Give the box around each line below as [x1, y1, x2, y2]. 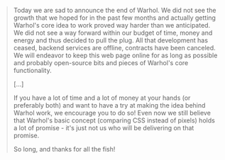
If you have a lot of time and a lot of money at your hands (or [13, 93, 191, 102]
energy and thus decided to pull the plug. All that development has [13, 36, 209, 45]
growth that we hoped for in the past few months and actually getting [13, 13, 216, 22]
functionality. [13, 67, 52, 74]
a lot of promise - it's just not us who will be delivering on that [13, 124, 194, 132]
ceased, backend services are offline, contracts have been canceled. [13, 44, 216, 52]
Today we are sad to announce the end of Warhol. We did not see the [13, 6, 216, 14]
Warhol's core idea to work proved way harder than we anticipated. [13, 21, 211, 29]
